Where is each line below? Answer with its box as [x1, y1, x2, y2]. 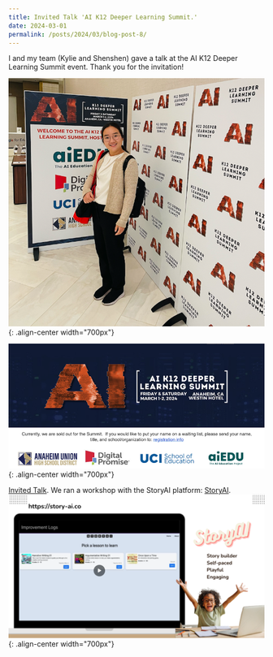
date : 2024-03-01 [8, 21, 67, 30]
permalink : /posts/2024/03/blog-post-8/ [8, 30, 148, 38]
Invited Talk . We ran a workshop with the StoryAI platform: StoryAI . [8, 486, 232, 495]
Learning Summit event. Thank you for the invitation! [8, 62, 184, 72]
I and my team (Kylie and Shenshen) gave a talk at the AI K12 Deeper [8, 54, 238, 63]
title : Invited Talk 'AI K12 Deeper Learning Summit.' [8, 13, 198, 21]
